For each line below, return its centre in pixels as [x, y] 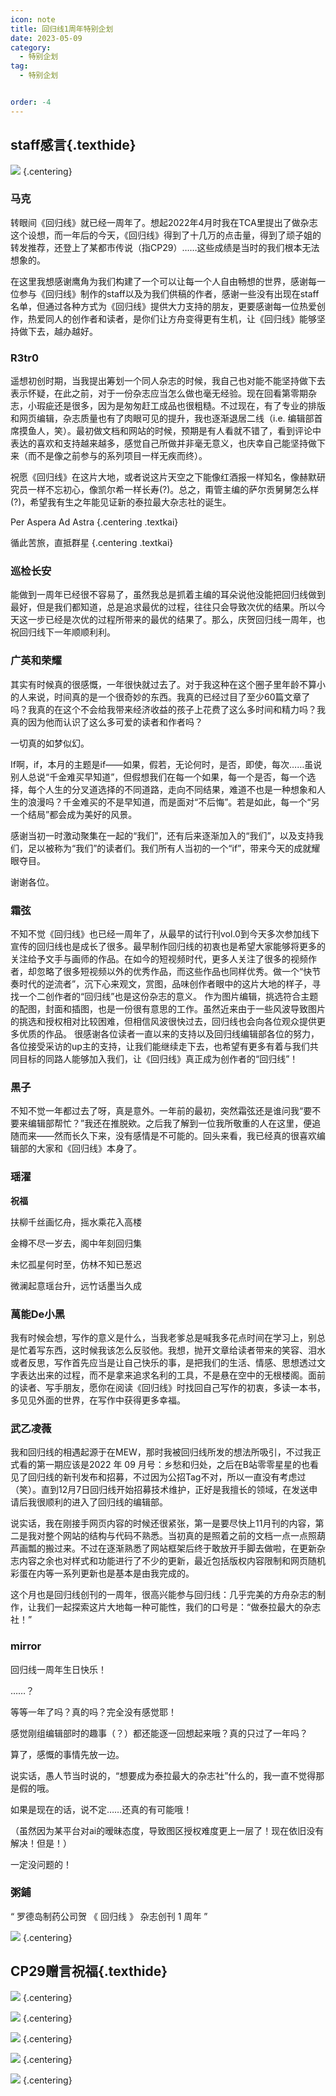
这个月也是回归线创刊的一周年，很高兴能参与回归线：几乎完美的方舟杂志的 [163, 1595]
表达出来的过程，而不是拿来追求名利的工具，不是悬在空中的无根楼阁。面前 [172, 1375]
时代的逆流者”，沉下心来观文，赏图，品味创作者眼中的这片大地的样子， [165, 984]
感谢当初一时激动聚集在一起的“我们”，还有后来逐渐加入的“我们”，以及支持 [162, 835]
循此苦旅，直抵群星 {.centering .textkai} [92, 543]
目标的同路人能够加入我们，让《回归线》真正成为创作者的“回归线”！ [158, 1059]
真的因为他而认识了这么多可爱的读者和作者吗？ [106, 722]
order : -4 [31, 102]
